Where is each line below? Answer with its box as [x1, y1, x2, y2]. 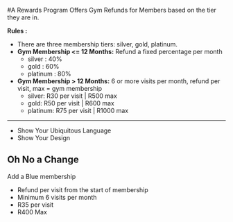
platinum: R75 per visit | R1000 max [27, 107, 129, 114]
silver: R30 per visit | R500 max [27, 92, 118, 100]
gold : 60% [27, 62, 60, 70]
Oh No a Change [7, 154, 79, 166]
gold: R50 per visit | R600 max [27, 99, 114, 107]
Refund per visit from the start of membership [17, 185, 149, 194]
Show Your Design [17, 134, 71, 142]
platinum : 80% [27, 69, 71, 78]
